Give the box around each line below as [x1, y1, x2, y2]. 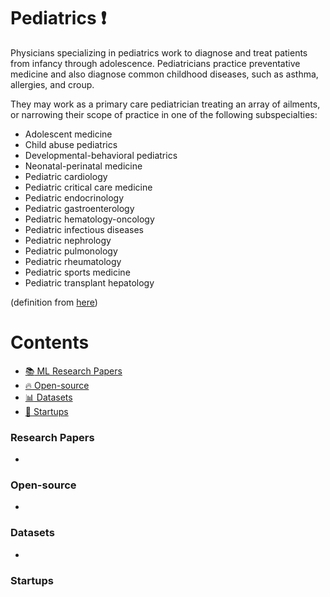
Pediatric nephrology [24, 234, 112, 246]
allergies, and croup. [10, 78, 95, 90]
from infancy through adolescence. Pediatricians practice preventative [10, 57, 301, 69]
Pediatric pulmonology [24, 245, 118, 257]
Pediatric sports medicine [24, 266, 131, 278]
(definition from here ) [10, 296, 98, 308]
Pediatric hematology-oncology [24, 213, 155, 225]
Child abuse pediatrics [24, 138, 118, 150]
